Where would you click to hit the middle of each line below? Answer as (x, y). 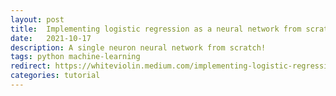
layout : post (37, 19)
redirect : (31, 66)
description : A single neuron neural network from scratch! (138, 47)
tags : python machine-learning (75, 57)
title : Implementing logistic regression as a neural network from (156, 29)
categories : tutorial (55, 76)
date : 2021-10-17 (51, 38)
